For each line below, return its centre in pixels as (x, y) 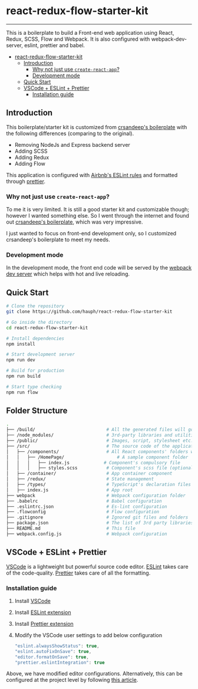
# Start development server (41, 355)
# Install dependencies (35, 338)
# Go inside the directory (39, 322)
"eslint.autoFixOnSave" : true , (53, 651)
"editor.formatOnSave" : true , (52, 657)
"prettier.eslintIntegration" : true (60, 662)
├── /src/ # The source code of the (88, 446)
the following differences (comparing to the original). (70, 133)
